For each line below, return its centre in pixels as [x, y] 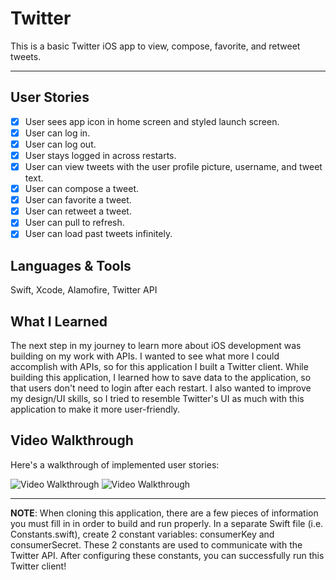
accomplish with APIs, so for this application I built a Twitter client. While [159, 366]
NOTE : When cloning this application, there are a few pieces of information [164, 513]
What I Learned [59, 321]
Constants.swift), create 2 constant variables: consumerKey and [142, 534]
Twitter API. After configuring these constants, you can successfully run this [167, 555]
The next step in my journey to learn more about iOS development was [156, 345]
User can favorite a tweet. [78, 200]
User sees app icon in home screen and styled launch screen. [152, 121]
